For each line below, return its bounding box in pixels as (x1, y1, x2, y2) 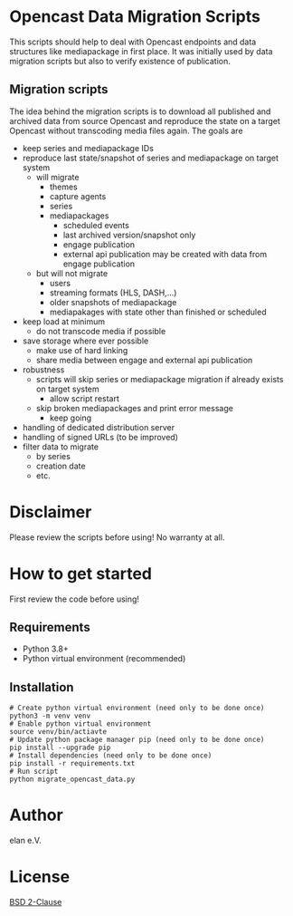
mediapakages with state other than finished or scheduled (49, 306, 267, 317)
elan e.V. (9, 835, 43, 846)
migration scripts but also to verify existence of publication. (9, 55, 231, 66)
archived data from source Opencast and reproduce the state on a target (9, 115, 280, 126)
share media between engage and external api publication (35, 354, 253, 365)
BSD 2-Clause (9, 897, 62, 908)
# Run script (9, 767, 59, 776)
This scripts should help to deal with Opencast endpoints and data (9, 36, 257, 47)
